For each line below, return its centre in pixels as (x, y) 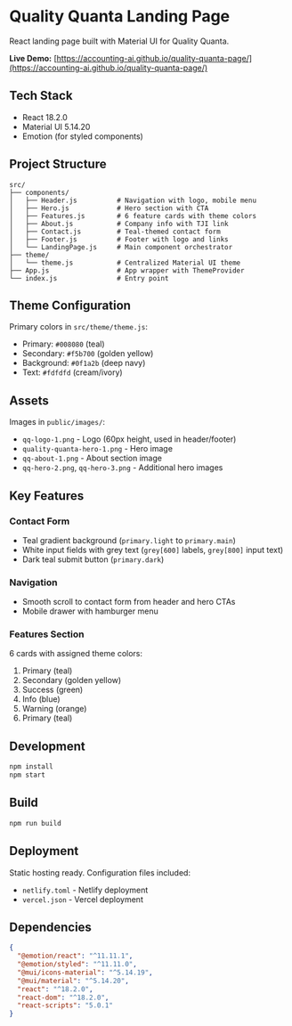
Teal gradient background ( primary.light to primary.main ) (129, 540)
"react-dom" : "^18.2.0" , (63, 997)
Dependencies (50, 927)
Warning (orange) (54, 709)
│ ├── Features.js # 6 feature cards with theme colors (133, 216)
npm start (28, 775)
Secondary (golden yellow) (72, 680)
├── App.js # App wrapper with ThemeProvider (127, 270)
